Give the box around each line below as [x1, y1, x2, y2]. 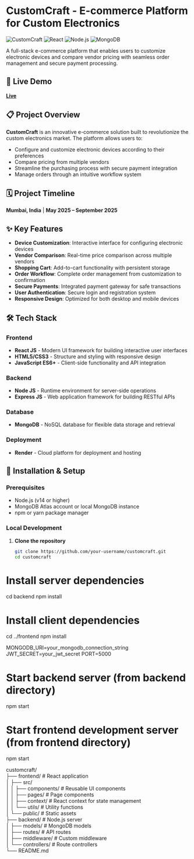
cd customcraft [14, 554, 52, 560]
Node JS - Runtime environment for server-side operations [14, 387, 156, 394]
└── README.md [6, 847, 49, 854]
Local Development [6, 524, 62, 532]
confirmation [14, 277, 45, 284]
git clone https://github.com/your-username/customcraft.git [14, 548, 167, 554]
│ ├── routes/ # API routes [6, 829, 71, 836]
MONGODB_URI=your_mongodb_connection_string [6, 644, 129, 651]
